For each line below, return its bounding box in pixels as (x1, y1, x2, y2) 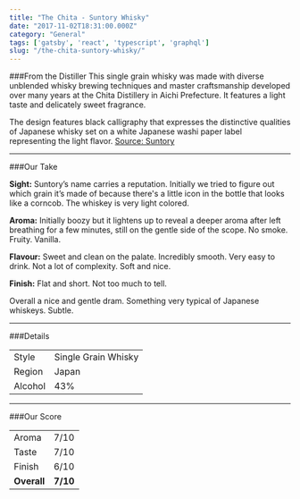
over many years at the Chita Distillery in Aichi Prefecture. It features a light (9, 90, 286, 101)
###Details (9, 331, 50, 342)
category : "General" (9, 30, 87, 38)
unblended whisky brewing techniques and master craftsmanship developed (9, 80, 291, 91)
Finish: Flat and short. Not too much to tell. (9, 278, 168, 289)
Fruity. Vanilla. (9, 234, 62, 245)
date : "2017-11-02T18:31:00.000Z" (9, 21, 138, 30)
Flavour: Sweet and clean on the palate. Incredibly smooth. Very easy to (9, 251, 275, 262)
